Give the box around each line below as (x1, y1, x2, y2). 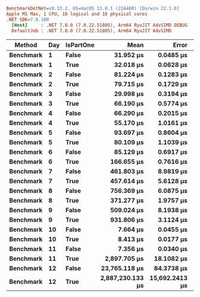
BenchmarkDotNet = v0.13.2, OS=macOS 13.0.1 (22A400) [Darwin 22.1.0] (6, 5, 180, 11)
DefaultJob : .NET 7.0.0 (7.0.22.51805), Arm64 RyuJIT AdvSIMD (11, 27, 171, 33)
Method (14, 41, 37, 49)
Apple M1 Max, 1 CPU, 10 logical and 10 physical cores (6, 11, 148, 17)
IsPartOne (65, 41, 95, 49)
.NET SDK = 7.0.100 (6, 16, 49, 23)
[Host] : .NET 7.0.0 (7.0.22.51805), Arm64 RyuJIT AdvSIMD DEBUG (11, 22, 187, 28)
